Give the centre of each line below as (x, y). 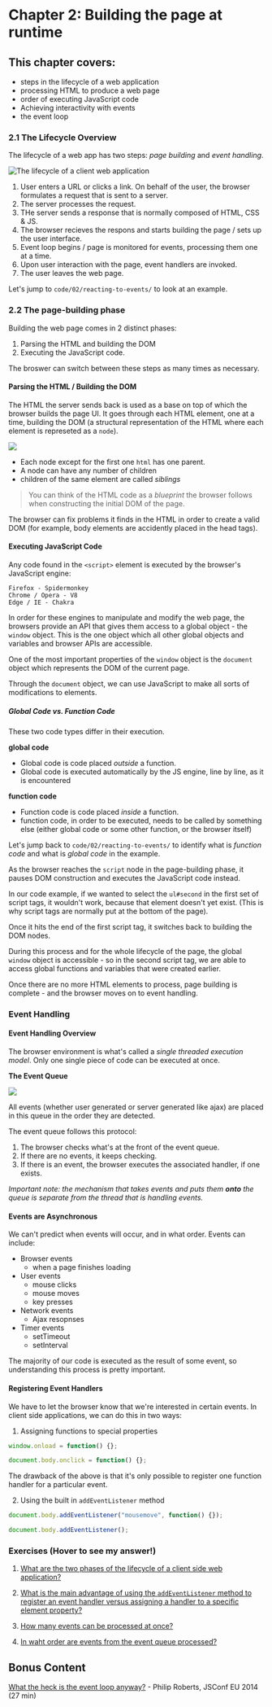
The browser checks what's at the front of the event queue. (120, 1147)
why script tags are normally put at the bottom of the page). (108, 911)
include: (22, 1243)
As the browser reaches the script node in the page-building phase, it (126, 869)
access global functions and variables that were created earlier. (115, 968)
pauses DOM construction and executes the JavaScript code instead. (125, 878)
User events (40, 1276)
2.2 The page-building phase (67, 310)
